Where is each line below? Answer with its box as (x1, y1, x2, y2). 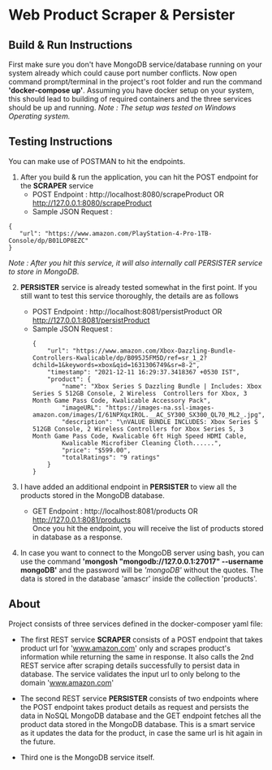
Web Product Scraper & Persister (8, 6, 235, 24)
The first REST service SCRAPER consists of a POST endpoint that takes (19, 634, 263, 644)
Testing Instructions (8, 135, 113, 149)
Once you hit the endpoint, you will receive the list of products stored (32, 523, 264, 533)
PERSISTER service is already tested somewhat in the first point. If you (19, 282, 257, 292)
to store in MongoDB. (8, 266, 80, 276)
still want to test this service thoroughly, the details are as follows (19, 291, 240, 301)
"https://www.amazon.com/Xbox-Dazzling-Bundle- (72, 347, 237, 355)
